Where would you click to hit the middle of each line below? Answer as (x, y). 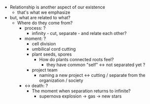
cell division (44, 44)
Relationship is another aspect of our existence (57, 7)
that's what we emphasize (44, 12)
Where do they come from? (45, 23)
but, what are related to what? (40, 17)
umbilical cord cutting (54, 49)
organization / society (61, 80)
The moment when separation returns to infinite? (81, 91)
